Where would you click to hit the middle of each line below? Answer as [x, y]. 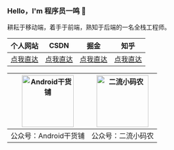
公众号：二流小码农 [123, 136]
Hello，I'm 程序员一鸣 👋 [47, 10]
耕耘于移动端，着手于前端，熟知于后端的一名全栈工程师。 [89, 27]
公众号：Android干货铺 [48, 136]
